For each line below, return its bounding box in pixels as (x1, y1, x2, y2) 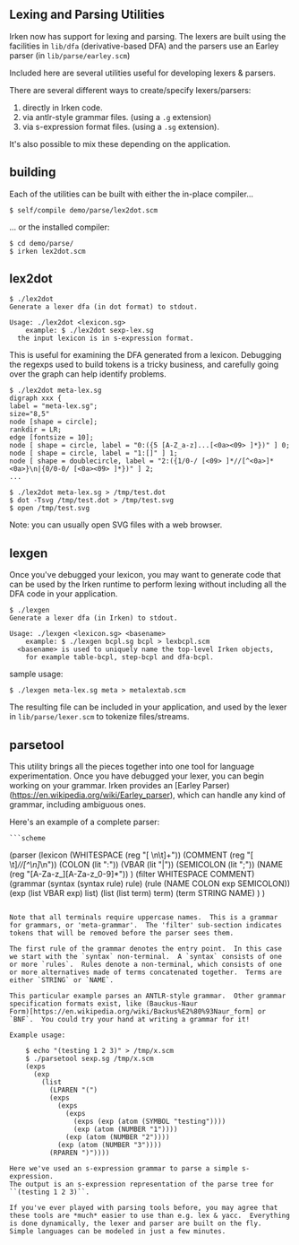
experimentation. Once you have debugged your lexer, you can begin (9, 771, 265, 781)
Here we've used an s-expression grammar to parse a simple (9, 1164, 239, 1173)
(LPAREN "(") (48, 1085, 98, 1095)
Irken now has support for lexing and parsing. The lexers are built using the (9, 30, 286, 41)
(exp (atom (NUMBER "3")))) (56, 1141, 163, 1150)
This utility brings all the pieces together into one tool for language (9, 762, 255, 772)
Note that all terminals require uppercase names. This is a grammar (9, 913, 278, 922)
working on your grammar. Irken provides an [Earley (9, 780, 201, 791)
